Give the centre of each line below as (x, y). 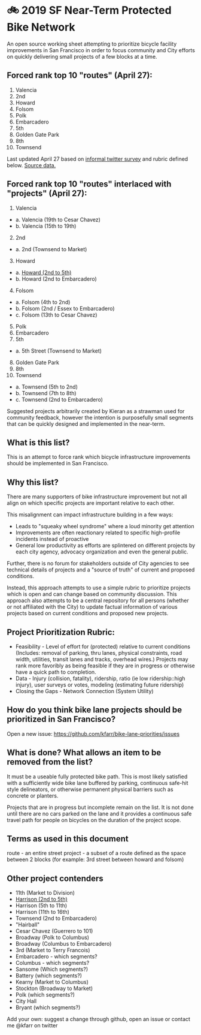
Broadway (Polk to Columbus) (52, 937)
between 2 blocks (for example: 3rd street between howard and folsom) (95, 859)
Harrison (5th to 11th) (41, 905)
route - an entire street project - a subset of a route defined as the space (96, 853)
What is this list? (38, 442)
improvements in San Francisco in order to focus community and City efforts (101, 50)
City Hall (26, 1001)
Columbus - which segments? (52, 963)
